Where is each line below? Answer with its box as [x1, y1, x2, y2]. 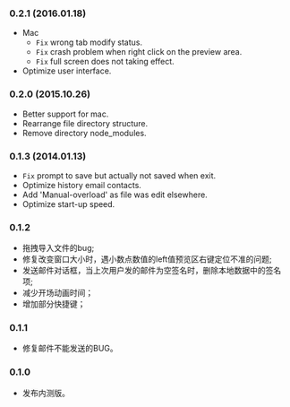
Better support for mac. [21, 108, 109, 119]
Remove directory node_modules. [21, 127, 147, 138]
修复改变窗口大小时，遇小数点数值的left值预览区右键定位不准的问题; [21, 254, 272, 264]
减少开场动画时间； [21, 288, 94, 299]
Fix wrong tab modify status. [35, 37, 143, 48]
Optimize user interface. [21, 65, 112, 76]
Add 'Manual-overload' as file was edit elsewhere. [21, 189, 208, 200]
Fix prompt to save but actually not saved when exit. [21, 169, 217, 181]
